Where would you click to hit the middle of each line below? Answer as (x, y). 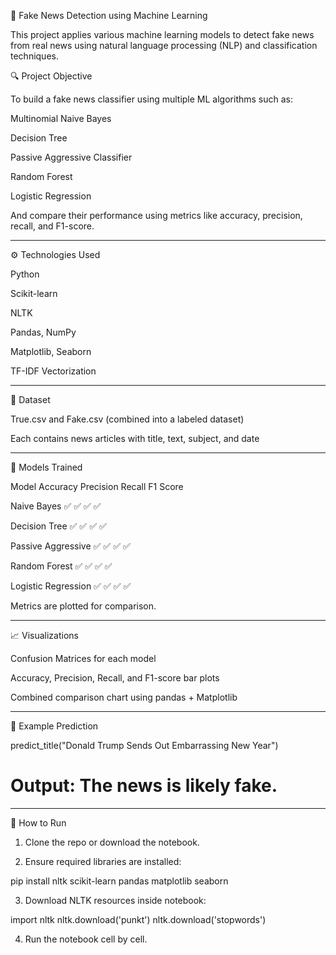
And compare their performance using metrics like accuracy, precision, (156, 215)
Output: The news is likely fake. (144, 786)
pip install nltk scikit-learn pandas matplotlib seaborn (119, 881)
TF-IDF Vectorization (53, 371)
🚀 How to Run (38, 822)
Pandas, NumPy (43, 332)
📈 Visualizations (44, 635)
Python (25, 274)
